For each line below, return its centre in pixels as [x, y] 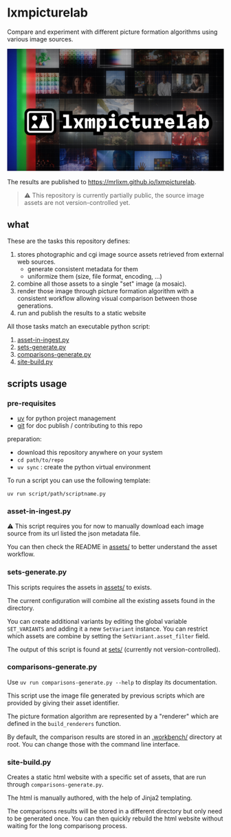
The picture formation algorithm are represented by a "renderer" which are [113, 716]
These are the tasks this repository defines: [69, 241]
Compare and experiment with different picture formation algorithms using [112, 32]
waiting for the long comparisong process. [67, 826]
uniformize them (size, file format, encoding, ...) [95, 277]
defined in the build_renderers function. [64, 723]
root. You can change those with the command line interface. [93, 744]
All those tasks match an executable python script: [79, 326]
